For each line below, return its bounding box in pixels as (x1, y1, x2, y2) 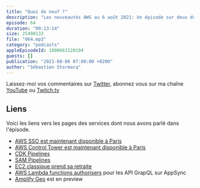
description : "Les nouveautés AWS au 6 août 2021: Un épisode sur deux (6, 14, 187, 20)
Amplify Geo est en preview (14, 176, 83, 183)
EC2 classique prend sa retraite (14, 163, 92, 170)
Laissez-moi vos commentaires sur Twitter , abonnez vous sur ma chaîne (6, 80, 184, 87)
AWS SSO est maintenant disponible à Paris (14, 137, 122, 145)
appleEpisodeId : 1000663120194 (6, 48, 84, 54)
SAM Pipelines (14, 156, 51, 164)
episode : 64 (6, 20, 36, 26)
